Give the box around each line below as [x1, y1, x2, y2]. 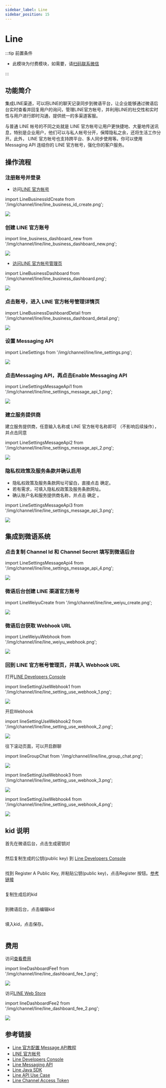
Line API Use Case [12, 1072, 50, 1078]
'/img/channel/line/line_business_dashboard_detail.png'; [5, 315, 120, 321]
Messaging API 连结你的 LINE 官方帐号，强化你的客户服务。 [5, 142, 127, 148]
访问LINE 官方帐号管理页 [12, 260, 63, 266]
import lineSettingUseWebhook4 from [5, 796, 82, 802]
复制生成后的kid [5, 892, 38, 897]
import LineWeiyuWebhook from [5, 634, 71, 640]
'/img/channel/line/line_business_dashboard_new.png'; [5, 241, 117, 247]
